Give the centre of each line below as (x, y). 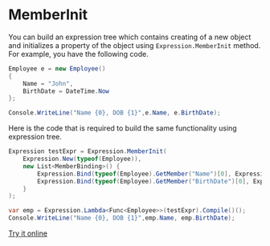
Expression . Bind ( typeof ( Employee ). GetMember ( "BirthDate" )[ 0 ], (143, 181)
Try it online (28, 233)
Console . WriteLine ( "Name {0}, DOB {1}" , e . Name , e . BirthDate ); (115, 113)
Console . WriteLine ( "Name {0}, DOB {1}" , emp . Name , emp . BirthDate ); (122, 218)
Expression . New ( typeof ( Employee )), (82, 159)
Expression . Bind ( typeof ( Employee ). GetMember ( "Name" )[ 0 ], (134, 174)
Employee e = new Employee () (57, 69)
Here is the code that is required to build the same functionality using (123, 128)
